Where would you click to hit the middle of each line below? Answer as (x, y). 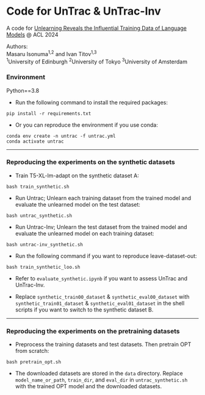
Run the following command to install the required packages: (91, 102)
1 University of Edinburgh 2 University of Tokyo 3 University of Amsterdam (97, 61)
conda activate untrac (35, 141)
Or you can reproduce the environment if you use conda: (87, 125)
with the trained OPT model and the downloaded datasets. (88, 386)
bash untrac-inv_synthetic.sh (45, 244)
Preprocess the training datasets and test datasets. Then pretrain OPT (103, 344)
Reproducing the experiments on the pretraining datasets (93, 331)
